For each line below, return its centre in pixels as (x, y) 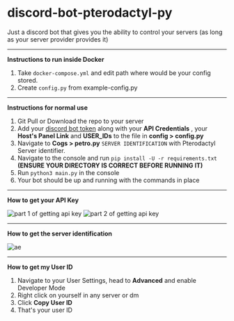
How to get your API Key (43, 200)
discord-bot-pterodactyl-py (90, 13)
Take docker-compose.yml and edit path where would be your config (114, 73)
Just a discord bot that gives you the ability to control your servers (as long (115, 32)
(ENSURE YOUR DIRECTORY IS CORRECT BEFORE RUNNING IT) (110, 165)
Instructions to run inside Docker (56, 59)
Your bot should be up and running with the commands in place (108, 180)
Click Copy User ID (45, 302)
